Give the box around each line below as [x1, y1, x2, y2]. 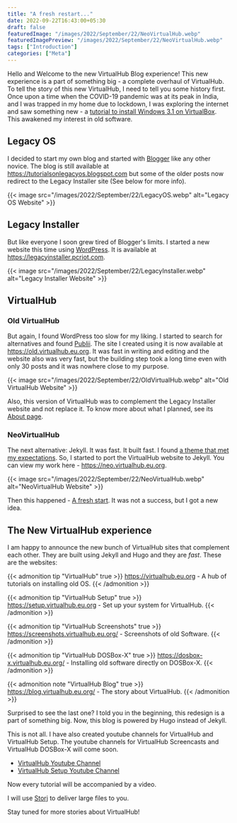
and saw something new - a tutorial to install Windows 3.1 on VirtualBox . [7, 107, 217, 116]
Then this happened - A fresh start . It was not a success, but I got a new [7, 496, 219, 505]
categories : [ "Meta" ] [7, 50, 71, 58]
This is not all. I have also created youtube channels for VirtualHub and [7, 730, 214, 738]
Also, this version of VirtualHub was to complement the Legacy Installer [7, 397, 216, 405]
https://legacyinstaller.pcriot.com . [7, 253, 106, 261]
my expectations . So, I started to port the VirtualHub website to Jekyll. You [7, 454, 225, 462]
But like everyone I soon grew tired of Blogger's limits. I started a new [7, 237, 210, 246]
